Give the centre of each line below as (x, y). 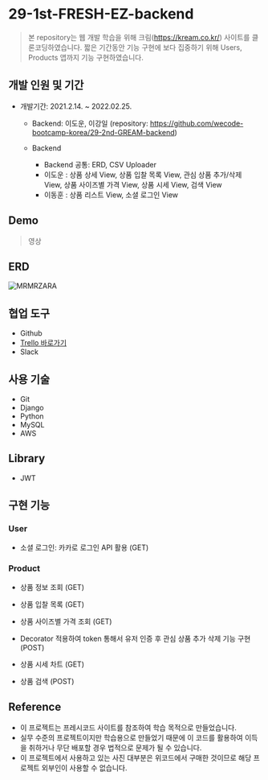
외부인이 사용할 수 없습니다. (84, 768)
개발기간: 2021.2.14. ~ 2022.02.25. (76, 106)
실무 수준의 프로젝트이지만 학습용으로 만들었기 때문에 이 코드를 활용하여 (131, 737)
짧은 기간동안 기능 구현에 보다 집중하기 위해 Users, (163, 47)
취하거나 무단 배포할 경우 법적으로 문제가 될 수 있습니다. (115, 747)
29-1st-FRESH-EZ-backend (101, 14)
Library (27, 458)
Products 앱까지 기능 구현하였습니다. (86, 57)
